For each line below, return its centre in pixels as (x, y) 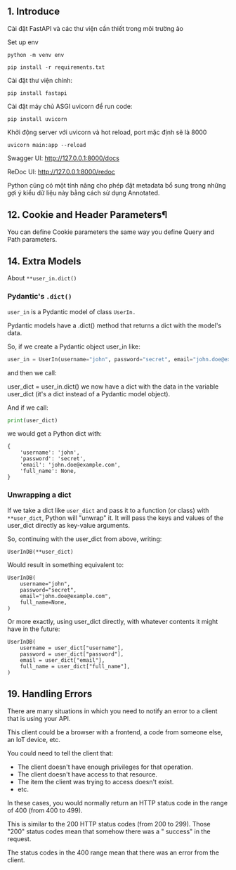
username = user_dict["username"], (72, 648)
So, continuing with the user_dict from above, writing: (85, 539)
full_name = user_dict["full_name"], (75, 666)
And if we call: (28, 408)
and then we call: (32, 372)
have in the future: (34, 629)
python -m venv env (36, 55)
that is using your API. (39, 718)
